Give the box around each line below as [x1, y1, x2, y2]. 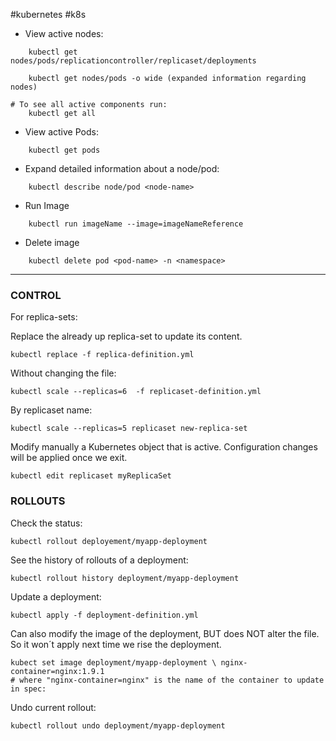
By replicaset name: [10, 404, 93, 416]
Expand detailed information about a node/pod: [24, 163, 220, 174]
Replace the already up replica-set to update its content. [10, 330, 243, 343]
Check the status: [10, 517, 83, 529]
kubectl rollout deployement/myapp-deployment [10, 536, 208, 546]
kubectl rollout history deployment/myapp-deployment [10, 573, 240, 583]
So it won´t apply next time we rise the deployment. [10, 638, 222, 650]
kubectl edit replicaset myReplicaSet [10, 471, 172, 481]
